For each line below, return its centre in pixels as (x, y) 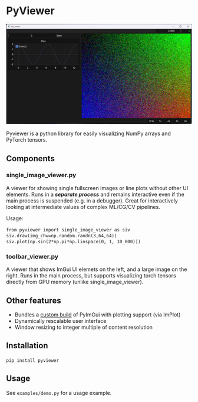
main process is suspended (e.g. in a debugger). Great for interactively (92, 200)
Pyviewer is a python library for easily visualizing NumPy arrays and (88, 133)
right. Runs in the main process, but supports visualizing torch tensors (91, 276)
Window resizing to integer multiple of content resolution (84, 327)
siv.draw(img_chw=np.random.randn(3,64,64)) (62, 236)
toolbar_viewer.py (32, 256)
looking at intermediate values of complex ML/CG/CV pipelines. (83, 207)
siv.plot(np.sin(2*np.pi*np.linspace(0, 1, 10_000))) (74, 241)
